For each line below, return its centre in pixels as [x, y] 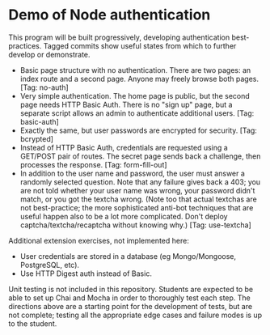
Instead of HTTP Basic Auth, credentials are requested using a [124, 147]
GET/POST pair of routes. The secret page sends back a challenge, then [140, 156]
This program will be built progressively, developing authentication [119, 37]
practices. [25, 45]
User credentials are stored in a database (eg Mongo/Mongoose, [128, 256]
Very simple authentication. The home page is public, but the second [135, 95]
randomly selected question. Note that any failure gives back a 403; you [140, 182]
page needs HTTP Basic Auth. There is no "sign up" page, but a [126, 104]
